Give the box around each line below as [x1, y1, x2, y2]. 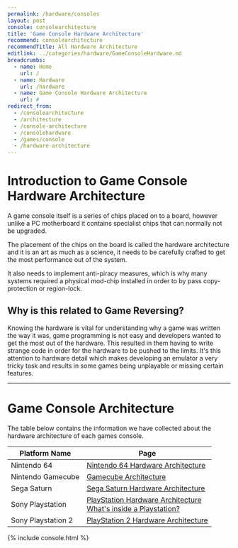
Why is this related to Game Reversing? [7, 305, 184, 317]
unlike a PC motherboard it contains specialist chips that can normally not [7, 219, 222, 228]
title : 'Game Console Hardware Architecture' [7, 30, 144, 38]
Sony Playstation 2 [11, 515, 73, 525]
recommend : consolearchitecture [7, 37, 103, 44]
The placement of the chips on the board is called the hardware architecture [7, 241, 230, 249]
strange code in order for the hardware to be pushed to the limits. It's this [7, 346, 221, 355]
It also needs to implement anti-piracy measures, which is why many [7, 269, 208, 278]
